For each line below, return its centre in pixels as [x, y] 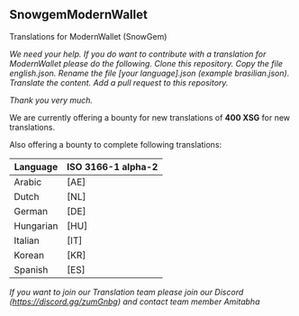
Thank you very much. [51, 100]
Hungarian [36, 226]
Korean [29, 255]
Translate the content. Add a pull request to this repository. [119, 82]
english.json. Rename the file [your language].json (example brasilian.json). [149, 73]
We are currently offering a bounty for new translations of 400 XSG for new [150, 117]
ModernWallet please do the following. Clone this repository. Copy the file [146, 63]
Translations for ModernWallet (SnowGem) [88, 36]
